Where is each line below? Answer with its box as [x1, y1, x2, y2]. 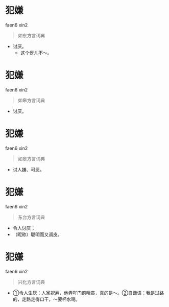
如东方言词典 [17, 32, 45, 38]
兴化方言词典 [17, 279, 45, 285]
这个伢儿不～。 [20, 50, 52, 56]
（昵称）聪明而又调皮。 [12, 231, 62, 238]
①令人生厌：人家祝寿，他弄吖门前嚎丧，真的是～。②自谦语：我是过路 [12, 290, 164, 296]
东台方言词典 [17, 214, 45, 220]
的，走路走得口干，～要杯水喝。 [12, 296, 80, 302]
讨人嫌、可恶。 [12, 167, 44, 173]
